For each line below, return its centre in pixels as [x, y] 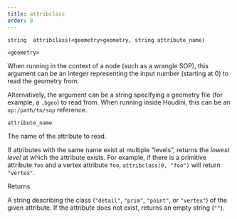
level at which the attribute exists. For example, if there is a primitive [107, 157]
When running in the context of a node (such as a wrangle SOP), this [108, 65]
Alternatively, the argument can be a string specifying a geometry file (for [115, 95]
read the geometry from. [43, 81]
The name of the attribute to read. [57, 136]
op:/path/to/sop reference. [47, 109]
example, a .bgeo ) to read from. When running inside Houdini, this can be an [119, 102]
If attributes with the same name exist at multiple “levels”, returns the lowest [118, 149]
